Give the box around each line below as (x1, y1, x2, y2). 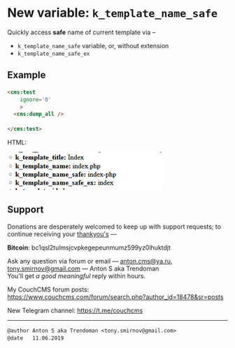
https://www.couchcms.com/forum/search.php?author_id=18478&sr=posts (7, 292, 224, 301)
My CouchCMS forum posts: (7, 285, 90, 293)
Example (7, 69, 46, 81)
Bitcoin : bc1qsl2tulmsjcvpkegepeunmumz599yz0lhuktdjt (7, 243, 171, 252)
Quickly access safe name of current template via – (7, 28, 156, 36)
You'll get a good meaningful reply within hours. (7, 271, 146, 280)
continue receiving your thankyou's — (7, 229, 117, 238)
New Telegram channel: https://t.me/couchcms (7, 306, 143, 314)
